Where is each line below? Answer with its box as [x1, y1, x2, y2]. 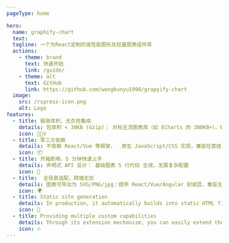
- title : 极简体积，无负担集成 [12, 117, 92, 124]
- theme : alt [18, 73, 56, 80]
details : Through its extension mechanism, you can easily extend [18, 219, 212, 226]
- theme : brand [18, 54, 62, 61]
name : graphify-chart [12, 29, 75, 35]
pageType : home [6, 10, 50, 17]
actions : [12, 48, 38, 55]
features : [6, 111, 35, 118]
